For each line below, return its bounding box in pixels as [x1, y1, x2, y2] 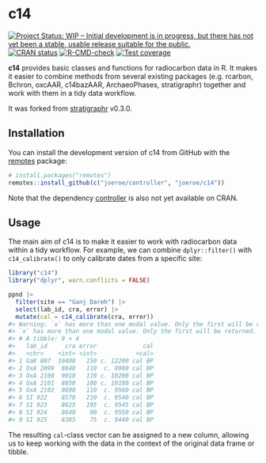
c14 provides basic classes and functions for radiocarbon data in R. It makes [8, 63, 257, 72]
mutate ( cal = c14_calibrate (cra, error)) [15, 313, 154, 321]
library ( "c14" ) [8, 269, 59, 277]
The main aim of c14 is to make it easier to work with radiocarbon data [8, 237, 237, 246]
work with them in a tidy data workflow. [8, 88, 137, 97]
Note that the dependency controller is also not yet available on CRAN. [8, 193, 239, 203]
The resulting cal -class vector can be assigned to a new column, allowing [8, 430, 249, 439]
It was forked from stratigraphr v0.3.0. [8, 104, 133, 113]
